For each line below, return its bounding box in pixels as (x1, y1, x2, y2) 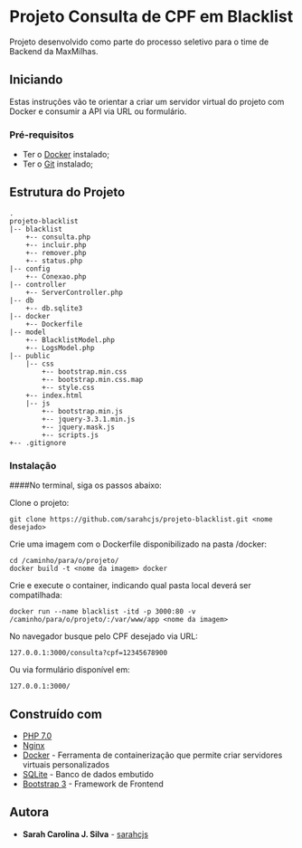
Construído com (9, 706, 102, 721)
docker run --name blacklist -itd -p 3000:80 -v (9, 607, 196, 616)
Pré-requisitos (9, 129, 74, 141)
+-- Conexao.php (25, 272, 88, 281)
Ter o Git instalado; (22, 158, 93, 169)
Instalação (9, 459, 57, 472)
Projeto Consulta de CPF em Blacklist (9, 6, 294, 27)
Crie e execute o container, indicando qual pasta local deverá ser (9, 580, 251, 591)
